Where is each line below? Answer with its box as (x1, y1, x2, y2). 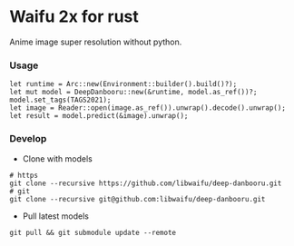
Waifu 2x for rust (9, 6, 139, 27)
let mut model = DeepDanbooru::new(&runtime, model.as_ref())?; (9, 88, 258, 97)
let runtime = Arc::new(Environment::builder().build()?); (9, 80, 238, 89)
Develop (9, 133, 47, 145)
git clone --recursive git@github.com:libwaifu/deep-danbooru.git (9, 194, 266, 203)
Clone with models (22, 153, 93, 164)
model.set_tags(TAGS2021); (9, 95, 112, 105)
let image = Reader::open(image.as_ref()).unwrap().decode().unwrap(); (9, 103, 286, 113)
